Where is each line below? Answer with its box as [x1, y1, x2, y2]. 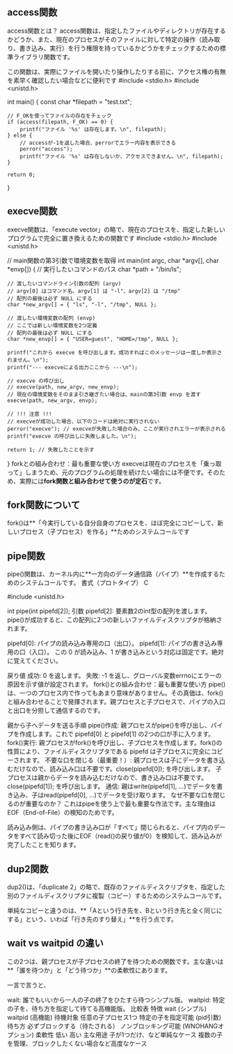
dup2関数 [7, 863, 49, 875]
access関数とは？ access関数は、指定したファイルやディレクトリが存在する [7, 27, 226, 35]
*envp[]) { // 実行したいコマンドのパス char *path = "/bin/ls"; [7, 264, 182, 273]
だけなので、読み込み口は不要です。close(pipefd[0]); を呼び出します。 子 [13, 765, 223, 773]
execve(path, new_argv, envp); [7, 397, 98, 404]
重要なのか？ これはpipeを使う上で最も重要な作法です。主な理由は [25, 799, 216, 808]
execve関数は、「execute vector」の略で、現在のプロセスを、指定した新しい [7, 225, 226, 234]
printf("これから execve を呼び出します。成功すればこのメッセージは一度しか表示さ [7, 349, 223, 356]
